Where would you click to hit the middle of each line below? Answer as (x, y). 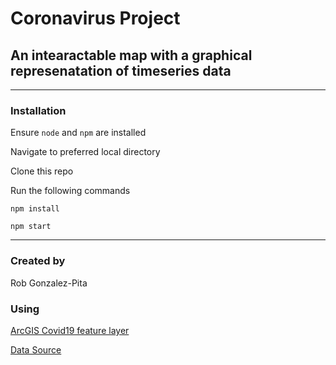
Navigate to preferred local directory (85, 152)
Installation (38, 110)
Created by (38, 261)
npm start (31, 227)
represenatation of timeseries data (121, 70)
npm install (35, 209)
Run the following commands (70, 191)
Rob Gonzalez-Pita (49, 283)
